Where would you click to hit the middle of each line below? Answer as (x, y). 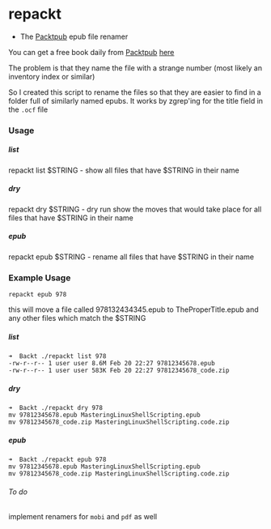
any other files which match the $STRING (77, 318)
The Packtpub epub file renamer (74, 36)
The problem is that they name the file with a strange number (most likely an (135, 68)
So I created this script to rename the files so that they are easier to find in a (135, 92)
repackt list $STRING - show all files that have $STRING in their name (124, 170)
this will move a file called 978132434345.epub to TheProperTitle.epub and (133, 309)
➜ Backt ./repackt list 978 (57, 356)
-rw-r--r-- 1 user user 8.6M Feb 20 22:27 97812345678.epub (112, 364)
